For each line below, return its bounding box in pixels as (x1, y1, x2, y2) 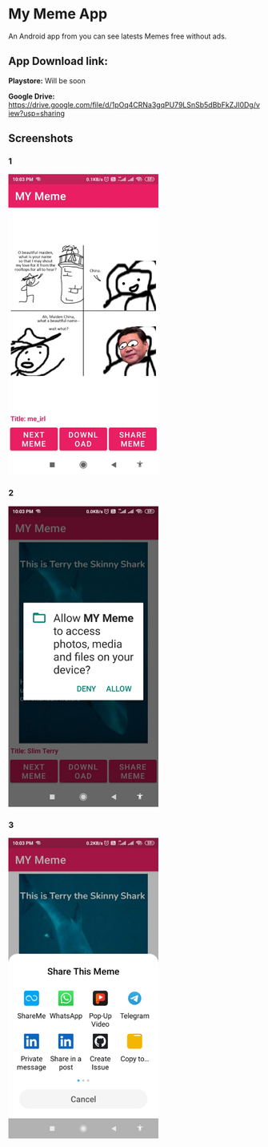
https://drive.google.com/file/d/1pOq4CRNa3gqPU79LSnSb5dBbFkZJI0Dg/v (8, 99, 260, 109)
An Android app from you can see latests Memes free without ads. (8, 31, 227, 41)
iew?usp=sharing (8, 108, 66, 118)
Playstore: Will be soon (8, 75, 86, 85)
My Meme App (8, 5, 108, 23)
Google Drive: (8, 91, 55, 101)
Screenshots (8, 131, 74, 145)
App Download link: (8, 55, 108, 68)
